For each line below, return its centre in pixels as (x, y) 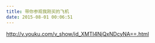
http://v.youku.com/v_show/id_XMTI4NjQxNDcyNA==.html (78, 34)
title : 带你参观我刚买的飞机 (38, 11)
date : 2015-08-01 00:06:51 (39, 17)
